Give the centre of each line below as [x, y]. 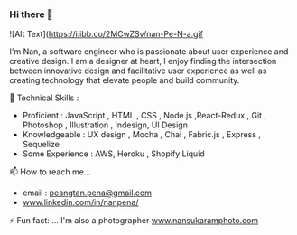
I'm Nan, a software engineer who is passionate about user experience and [149, 52]
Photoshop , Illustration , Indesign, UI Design [105, 125]
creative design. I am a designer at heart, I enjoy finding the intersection [143, 61]
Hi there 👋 [32, 14]
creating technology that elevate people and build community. [125, 80]
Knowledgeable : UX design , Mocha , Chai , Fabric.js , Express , [142, 135]
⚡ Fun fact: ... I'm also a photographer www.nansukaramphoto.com [134, 221]
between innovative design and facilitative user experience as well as [138, 70]
